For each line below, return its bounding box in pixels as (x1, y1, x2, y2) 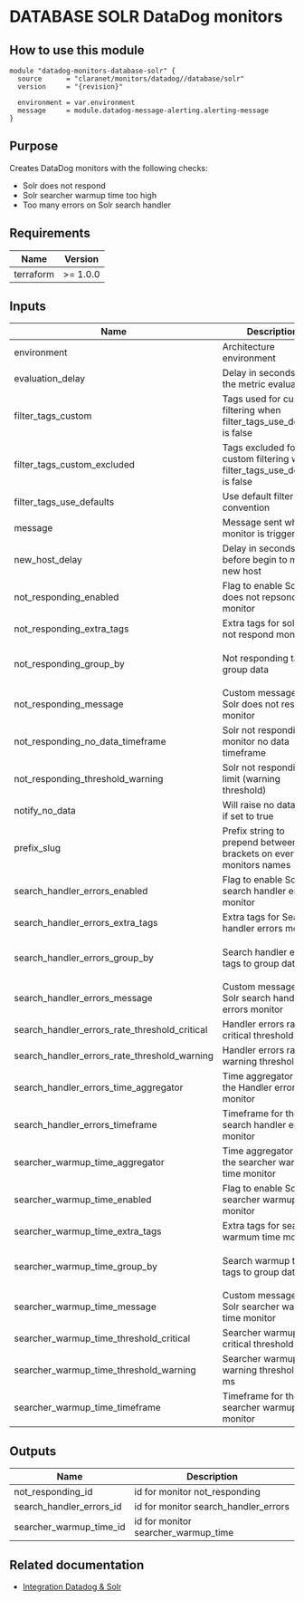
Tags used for (222, 392, 281, 405)
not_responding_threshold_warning (14, 773, 164, 786)
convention (222, 501, 271, 514)
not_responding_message (14, 698, 124, 710)
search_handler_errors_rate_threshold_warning (14, 1049, 214, 1062)
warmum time (222, 1230, 281, 1243)
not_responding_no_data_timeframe (14, 736, 166, 748)
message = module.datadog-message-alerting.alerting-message (17, 106, 270, 115)
